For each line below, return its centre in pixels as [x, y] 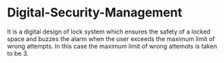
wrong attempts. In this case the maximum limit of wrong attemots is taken [112, 46]
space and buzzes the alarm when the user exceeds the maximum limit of [111, 38]
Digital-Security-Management [95, 13]
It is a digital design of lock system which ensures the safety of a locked [109, 32]
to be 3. [18, 53]
